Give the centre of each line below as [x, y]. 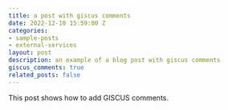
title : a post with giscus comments [69, 16]
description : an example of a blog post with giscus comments [114, 61]
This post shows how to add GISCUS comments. [89, 97]
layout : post [30, 53]
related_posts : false [45, 75]
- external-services [43, 45]
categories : [28, 30]
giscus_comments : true [46, 68]
